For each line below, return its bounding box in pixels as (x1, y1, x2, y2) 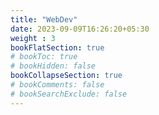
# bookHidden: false (10, 61, 97, 71)
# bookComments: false (10, 80, 105, 90)
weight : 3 (10, 33, 56, 43)
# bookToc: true (10, 52, 78, 62)
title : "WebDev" (10, 14, 78, 25)
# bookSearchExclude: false (10, 89, 128, 99)
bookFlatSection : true (10, 42, 105, 53)
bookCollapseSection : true (10, 71, 123, 81)
